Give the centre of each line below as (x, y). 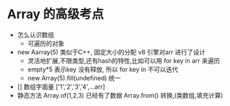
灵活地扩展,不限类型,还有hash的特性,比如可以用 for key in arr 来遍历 (124, 60)
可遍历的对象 (46, 43)
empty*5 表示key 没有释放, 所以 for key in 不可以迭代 (103, 69)
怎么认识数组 (35, 35)
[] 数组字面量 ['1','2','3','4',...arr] (61, 87)
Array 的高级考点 (55, 14)
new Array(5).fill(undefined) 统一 (74, 78)
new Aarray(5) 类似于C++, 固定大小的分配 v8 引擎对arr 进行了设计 (111, 52)
